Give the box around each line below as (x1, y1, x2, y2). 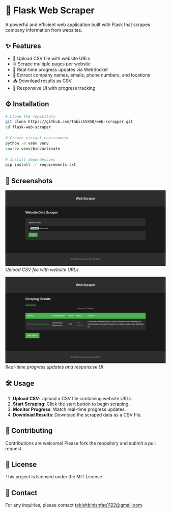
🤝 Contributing (5, 426, 53, 435)
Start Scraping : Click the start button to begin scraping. (12, 401, 130, 407)
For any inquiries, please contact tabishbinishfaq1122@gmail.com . (5, 502, 144, 508)
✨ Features (5, 42, 41, 51)
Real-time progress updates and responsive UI (5, 364, 103, 370)
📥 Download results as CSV (12, 78, 72, 84)
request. (5, 445, 23, 451)
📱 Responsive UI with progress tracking (12, 85, 96, 91)
